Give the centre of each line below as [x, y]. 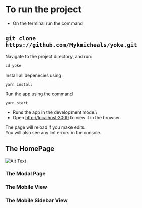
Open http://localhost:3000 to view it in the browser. [67, 117]
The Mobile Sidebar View [37, 201]
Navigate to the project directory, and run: [49, 56]
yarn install [19, 84]
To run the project [43, 9]
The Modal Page [26, 174]
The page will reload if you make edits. [45, 127]
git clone [21, 39]
